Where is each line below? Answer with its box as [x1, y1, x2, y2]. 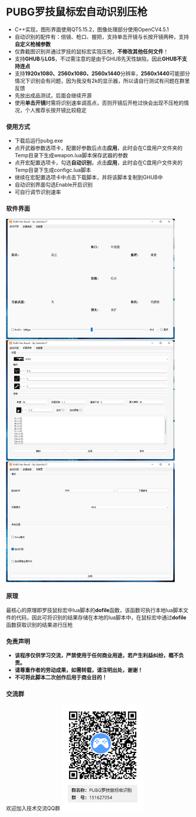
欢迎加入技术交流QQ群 [6, 805, 60, 812]
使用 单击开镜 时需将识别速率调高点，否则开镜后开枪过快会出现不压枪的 [14, 99, 184, 106]
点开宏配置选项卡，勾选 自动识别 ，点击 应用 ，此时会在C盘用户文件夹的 [14, 159, 183, 166]
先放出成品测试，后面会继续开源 [14, 92, 92, 99]
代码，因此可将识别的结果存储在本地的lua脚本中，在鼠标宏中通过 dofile [16, 614, 187, 621]
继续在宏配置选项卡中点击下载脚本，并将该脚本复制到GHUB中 [14, 174, 163, 181]
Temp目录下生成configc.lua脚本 [14, 167, 92, 174]
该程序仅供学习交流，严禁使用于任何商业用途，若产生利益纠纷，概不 [14, 652, 179, 659]
